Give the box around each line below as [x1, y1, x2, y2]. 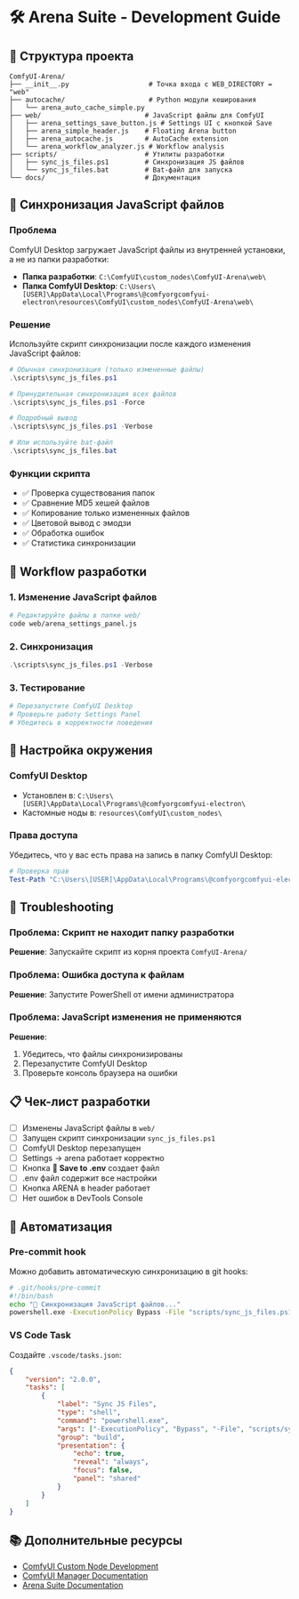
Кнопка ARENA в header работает [21, 1183, 151, 1193]
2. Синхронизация [9, 640, 93, 652]
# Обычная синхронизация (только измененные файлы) [9, 365, 205, 374]
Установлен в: [21, 789, 76, 801]
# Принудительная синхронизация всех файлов [9, 389, 177, 399]
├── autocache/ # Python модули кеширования [9, 95, 256, 104]
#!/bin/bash [9, 1291, 53, 1300]
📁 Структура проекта [9, 48, 134, 63]
